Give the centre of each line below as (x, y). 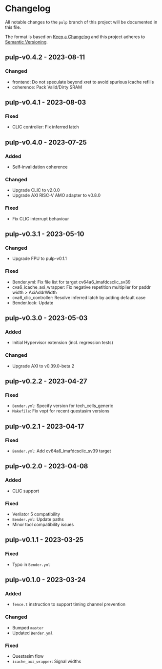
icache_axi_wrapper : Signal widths (47, 661)
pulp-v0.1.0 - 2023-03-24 (45, 580)
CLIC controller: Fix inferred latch (45, 127)
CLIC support (26, 491)
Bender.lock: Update (33, 302)
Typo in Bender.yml (31, 564)
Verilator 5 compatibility (36, 514)
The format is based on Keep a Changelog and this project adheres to (75, 37)
